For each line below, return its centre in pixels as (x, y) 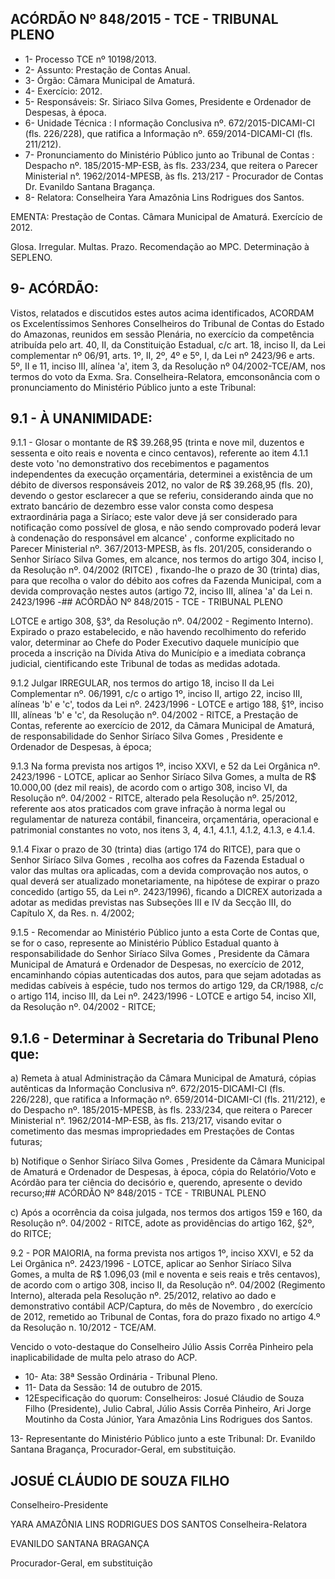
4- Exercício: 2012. (63, 91)
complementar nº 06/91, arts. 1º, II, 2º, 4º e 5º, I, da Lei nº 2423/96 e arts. (162, 355)
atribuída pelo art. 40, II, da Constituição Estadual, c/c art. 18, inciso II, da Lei (168, 344)
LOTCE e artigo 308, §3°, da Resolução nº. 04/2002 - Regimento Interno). (162, 621)
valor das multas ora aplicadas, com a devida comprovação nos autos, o (159, 871)
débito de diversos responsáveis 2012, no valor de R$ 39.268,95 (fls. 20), (162, 485)
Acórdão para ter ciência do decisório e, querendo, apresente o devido (156, 1183)
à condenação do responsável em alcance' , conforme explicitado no (152, 538)
